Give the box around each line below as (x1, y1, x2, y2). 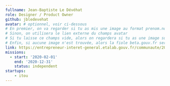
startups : (5, 69, 26, 74)
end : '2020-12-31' (14, 59, 53, 64)
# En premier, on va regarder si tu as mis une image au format (5, 26, 144, 31)
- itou (14, 73, 28, 78)
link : (5, 45, 17, 50)
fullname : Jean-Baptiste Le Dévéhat (5, 7, 82, 13)
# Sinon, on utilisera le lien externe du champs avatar (5, 31, 128, 36)
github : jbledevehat (5, 17, 49, 22)
